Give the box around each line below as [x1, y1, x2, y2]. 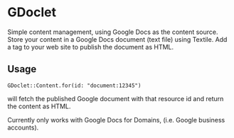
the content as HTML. [7, 102, 71, 110]
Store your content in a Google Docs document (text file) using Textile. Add [7, 35, 228, 43]
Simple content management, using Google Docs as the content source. [7, 28, 218, 36]
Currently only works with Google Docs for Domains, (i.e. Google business [7, 115, 225, 124]
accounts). [7, 123, 39, 132]
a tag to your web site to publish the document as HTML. [7, 42, 174, 51]
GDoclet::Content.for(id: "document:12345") [7, 82, 142, 89]
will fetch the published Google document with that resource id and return [7, 94, 224, 103]
